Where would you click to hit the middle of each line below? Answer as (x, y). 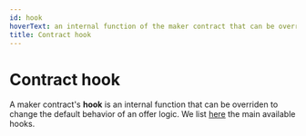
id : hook (26, 18)
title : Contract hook (51, 34)
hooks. (22, 124)
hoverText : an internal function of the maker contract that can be (142, 26)
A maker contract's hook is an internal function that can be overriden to (144, 104)
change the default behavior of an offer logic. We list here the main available (153, 114)
